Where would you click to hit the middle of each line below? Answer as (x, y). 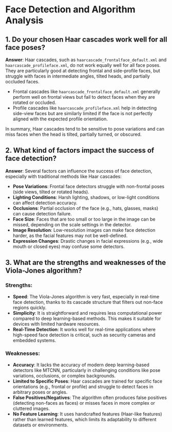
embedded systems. (34, 340)
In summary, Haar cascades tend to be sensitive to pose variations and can (85, 129)
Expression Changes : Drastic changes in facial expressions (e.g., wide (88, 241)
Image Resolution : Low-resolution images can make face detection (84, 230)
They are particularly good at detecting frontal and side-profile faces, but (83, 71)
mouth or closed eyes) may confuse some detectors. (69, 246)
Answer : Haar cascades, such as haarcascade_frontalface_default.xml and (86, 60)
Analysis (24, 20)
